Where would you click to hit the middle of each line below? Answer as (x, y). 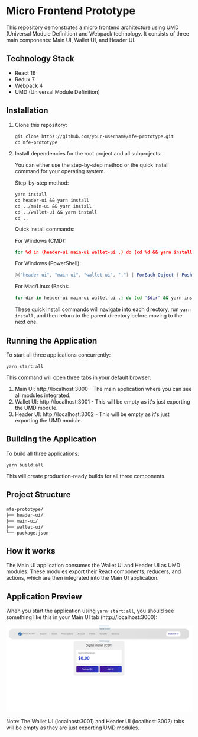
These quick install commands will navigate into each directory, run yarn (103, 309)
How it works (31, 551)
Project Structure (38, 495)
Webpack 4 (29, 85)
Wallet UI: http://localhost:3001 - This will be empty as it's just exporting (102, 401)
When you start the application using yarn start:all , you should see (90, 611)
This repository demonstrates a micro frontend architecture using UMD (92, 27)
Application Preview (44, 597)
